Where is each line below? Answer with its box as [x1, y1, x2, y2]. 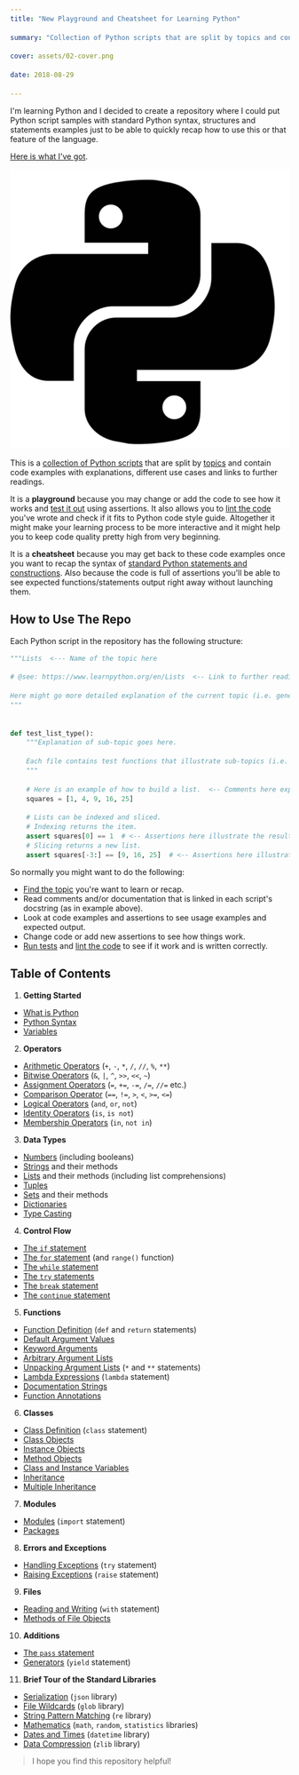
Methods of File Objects [22, 1612, 112, 1623]
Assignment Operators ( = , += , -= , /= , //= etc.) [22, 1079, 187, 1090]
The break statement [22, 1280, 98, 1291]
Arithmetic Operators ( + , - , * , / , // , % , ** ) [22, 1060, 171, 1071]
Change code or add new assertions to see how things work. [22, 931, 247, 942]
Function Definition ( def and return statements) [22, 1324, 198, 1334]
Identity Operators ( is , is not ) [22, 1107, 134, 1118]
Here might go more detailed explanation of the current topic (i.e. [10, 691, 273, 701]
